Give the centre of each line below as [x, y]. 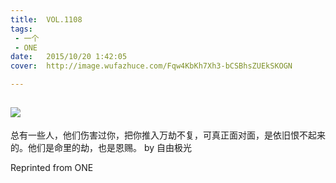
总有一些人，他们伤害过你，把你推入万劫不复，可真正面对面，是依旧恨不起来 [168, 135]
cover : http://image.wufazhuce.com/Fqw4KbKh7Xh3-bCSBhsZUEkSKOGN [151, 66]
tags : [21, 29]
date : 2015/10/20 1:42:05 [69, 57]
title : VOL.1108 [46, 19]
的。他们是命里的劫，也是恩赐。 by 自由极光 [101, 147]
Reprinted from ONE [52, 167]
